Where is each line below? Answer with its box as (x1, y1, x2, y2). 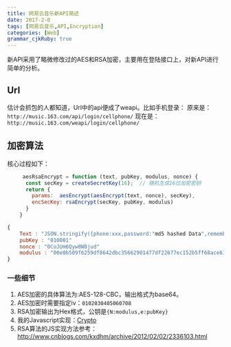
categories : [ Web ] (7, 29, 60, 36)
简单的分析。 (7, 64, 43, 72)
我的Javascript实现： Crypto (16, 316, 97, 324)
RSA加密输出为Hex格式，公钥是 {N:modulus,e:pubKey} (16, 307, 168, 316)
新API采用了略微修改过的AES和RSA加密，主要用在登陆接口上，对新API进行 (7, 56, 219, 64)
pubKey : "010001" (19, 236, 72, 244)
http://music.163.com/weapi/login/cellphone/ (7, 120, 140, 126)
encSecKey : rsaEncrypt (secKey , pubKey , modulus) (32, 199, 174, 206)
